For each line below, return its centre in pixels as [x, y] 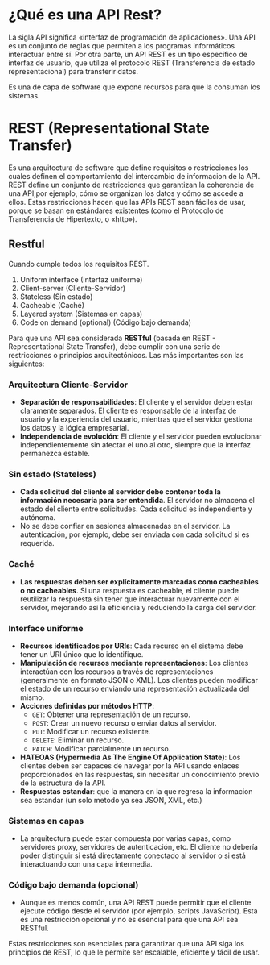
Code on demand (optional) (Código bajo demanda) [105, 322]
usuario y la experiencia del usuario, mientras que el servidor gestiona [136, 419]
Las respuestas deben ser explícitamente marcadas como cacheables [139, 581]
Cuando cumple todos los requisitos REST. [79, 264]
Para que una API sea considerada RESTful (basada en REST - [112, 338]
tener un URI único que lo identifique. [82, 654]
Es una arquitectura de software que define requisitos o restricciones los [129, 168]
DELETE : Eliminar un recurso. [78, 740]
